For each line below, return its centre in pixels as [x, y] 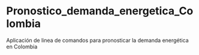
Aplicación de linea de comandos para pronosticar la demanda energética [97, 40]
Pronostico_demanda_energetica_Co [100, 11]
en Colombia [22, 47]
